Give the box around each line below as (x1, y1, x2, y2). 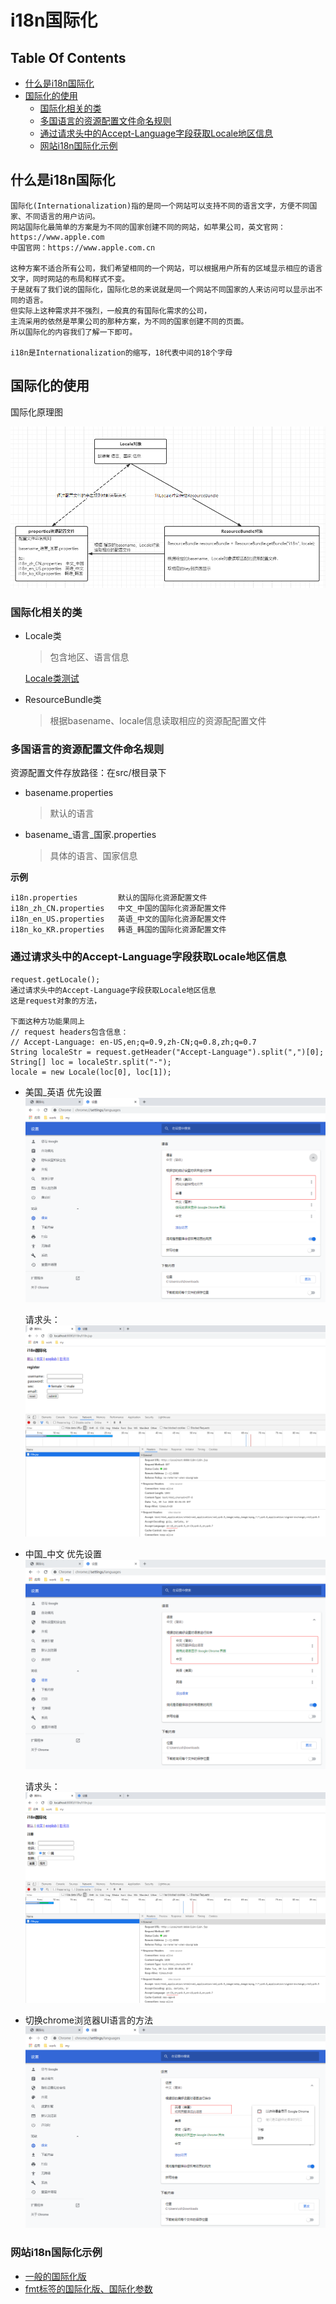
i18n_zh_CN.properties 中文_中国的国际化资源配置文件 (10, 904, 227, 914)
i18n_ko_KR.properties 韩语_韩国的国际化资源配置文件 (10, 925, 227, 935)
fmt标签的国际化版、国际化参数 (24, 2282, 153, 2295)
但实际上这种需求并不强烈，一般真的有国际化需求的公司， (10, 306, 212, 316)
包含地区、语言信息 (49, 651, 130, 663)
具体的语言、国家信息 (49, 850, 138, 862)
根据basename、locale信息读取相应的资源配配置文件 (49, 715, 267, 727)
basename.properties (24, 787, 114, 799)
